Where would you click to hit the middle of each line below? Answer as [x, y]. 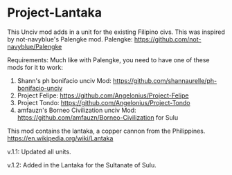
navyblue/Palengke [35, 46]
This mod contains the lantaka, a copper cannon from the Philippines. [106, 131]
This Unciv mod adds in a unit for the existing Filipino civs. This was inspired [116, 32]
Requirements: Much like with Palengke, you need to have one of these [108, 59]
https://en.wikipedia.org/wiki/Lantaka [60, 138]
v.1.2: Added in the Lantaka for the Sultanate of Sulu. [82, 165]
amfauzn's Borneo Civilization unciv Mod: [77, 110]
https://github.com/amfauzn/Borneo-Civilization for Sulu [98, 117]
